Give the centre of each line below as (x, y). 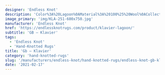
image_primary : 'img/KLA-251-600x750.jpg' (49, 19)
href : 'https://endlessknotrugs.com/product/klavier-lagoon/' (70, 28)
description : (18, 14)
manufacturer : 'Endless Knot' (36, 23)
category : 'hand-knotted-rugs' (37, 56)
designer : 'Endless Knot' (31, 10)
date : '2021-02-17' (25, 65)
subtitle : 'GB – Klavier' (31, 33)
